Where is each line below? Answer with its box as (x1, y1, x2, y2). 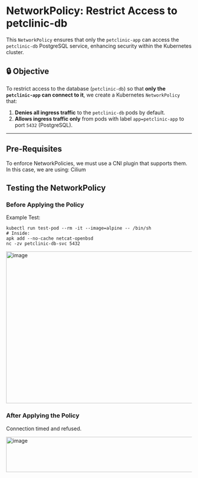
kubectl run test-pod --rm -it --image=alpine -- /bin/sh (6, 225, 151, 231)
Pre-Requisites (6, 144, 62, 154)
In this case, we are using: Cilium (6, 166, 87, 173)
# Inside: (6, 231, 31, 237)
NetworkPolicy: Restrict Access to (6, 4, 178, 18)
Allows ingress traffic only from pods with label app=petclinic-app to (14, 115, 184, 122)
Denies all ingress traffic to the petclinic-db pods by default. (14, 109, 166, 116)
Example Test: (6, 214, 41, 221)
